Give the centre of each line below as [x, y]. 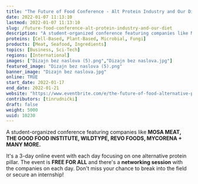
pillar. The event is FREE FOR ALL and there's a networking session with [95, 162]
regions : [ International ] [38, 55]
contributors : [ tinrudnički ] [42, 99]
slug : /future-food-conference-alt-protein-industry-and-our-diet [89, 28]
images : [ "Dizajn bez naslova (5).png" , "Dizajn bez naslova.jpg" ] [89, 61]
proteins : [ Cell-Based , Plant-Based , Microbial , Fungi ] [76, 39]
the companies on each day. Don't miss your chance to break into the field [96, 169]
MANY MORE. [24, 145]
